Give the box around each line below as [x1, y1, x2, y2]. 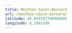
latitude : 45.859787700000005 [5, 16, 68, 21]
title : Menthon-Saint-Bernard [5, 7, 68, 12]
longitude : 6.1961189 [5, 20, 50, 26]
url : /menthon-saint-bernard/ [5, 12, 68, 16]
